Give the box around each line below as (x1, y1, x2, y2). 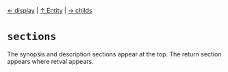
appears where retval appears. (7, 57, 94, 65)
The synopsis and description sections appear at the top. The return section (7, 50, 222, 58)
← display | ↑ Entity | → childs (7, 7, 92, 14)
